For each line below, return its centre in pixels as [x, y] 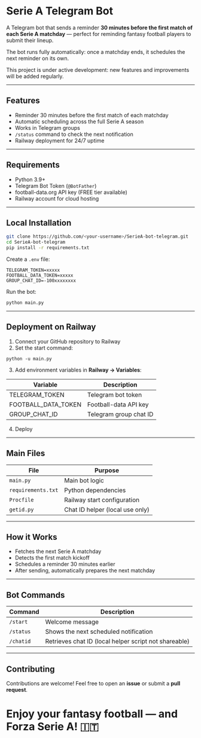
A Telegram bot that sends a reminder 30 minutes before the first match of [100, 28]
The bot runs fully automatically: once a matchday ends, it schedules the [96, 51]
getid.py [22, 509]
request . [17, 690]
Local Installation [39, 223]
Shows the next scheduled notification [99, 631]
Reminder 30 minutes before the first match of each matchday [92, 115]
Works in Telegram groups [48, 127]
